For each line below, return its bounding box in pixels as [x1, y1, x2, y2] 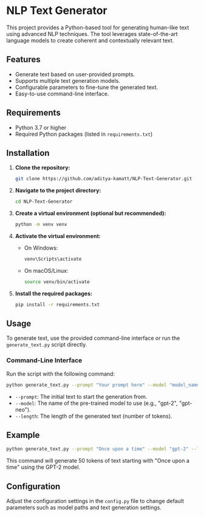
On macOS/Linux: [24, 267, 69, 274]
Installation [6, 147, 50, 158]
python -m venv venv [15, 222, 67, 228]
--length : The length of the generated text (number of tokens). [15, 412, 172, 420]
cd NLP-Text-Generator [15, 199, 73, 205]
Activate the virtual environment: [15, 233, 101, 239]
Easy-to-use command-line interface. [15, 90, 109, 97]
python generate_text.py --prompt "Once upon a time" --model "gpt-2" [6, 446, 189, 452]
